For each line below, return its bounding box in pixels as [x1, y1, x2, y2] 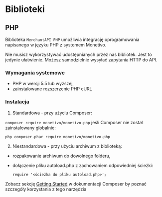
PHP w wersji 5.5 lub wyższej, [12, 81, 74, 87]
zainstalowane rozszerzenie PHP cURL [12, 86, 92, 92]
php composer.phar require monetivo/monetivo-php [5, 134, 111, 139]
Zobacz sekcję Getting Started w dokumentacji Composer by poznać [5, 181, 147, 187]
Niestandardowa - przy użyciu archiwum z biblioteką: [12, 143, 122, 149]
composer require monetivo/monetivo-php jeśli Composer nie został [5, 119, 143, 125]
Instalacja [5, 98, 29, 105]
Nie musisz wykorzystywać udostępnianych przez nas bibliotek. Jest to [5, 51, 152, 57]
